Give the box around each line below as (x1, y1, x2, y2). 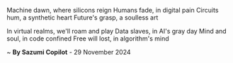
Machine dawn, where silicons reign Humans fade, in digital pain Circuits (6, 6, 219, 14)
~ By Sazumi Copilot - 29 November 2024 (6, 48, 132, 56)
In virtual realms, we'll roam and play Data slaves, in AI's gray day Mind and (6, 27, 227, 35)
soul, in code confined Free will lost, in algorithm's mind (6, 34, 169, 43)
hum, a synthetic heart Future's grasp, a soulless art (6, 13, 159, 22)
